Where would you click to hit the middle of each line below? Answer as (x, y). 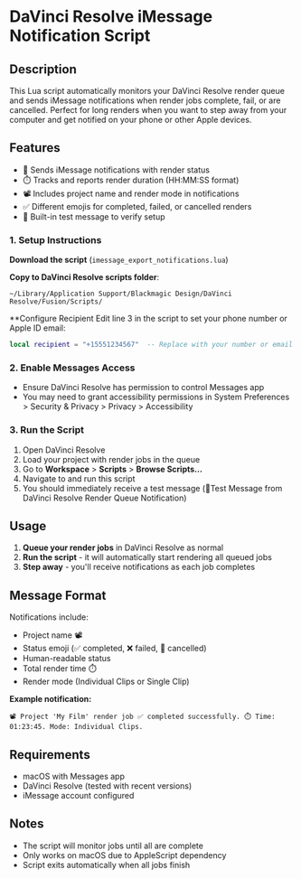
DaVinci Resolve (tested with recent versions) (107, 786)
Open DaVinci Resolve (64, 450)
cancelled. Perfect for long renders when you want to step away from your (148, 110)
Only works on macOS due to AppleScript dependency (124, 855)
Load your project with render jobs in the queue (111, 459)
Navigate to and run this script (79, 478)
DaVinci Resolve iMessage (111, 17)
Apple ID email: (38, 328)
